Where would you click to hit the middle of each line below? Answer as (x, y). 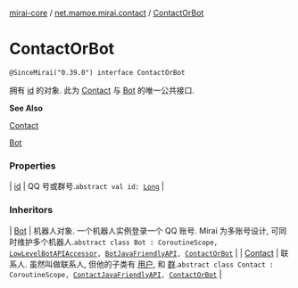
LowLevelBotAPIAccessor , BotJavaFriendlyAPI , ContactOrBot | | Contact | (144, 252)
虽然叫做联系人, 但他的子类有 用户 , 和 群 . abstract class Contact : (151, 264)
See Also (26, 108)
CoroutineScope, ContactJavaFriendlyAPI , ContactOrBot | (116, 274)
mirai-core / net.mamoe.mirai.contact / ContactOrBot (107, 13)
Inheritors (31, 210)
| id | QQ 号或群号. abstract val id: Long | (87, 186)
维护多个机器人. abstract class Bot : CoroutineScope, (117, 242)
